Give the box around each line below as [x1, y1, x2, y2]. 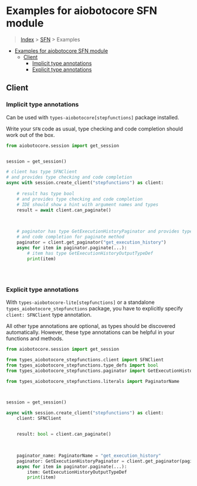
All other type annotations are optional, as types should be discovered [6, 323, 176, 330]
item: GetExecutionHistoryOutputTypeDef [27, 469, 127, 475]
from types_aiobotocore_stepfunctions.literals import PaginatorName [6, 378, 180, 384]
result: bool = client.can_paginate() [16, 432, 111, 437]
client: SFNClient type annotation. [6, 312, 92, 319]
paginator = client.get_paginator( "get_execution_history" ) [16, 239, 167, 245]
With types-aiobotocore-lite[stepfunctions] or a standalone [6, 299, 155, 306]
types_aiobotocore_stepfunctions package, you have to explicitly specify [6, 305, 183, 312]
